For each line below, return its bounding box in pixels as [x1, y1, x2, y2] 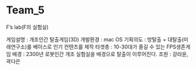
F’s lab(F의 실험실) [6, 23, 49, 30]
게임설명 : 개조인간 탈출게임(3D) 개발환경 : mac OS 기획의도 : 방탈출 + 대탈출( [6, 36, 184, 43]
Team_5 [6, 3, 45, 17]
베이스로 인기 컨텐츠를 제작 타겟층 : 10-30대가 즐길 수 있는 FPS [33, 43, 177, 50]
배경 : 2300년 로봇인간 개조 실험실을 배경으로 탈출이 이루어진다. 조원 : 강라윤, [12, 50, 188, 57]
